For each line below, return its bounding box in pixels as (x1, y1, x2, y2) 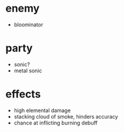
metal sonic (13, 67, 42, 74)
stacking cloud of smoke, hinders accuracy (13, 113, 118, 120)
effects (5, 88, 42, 101)
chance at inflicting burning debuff (13, 119, 98, 126)
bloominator (13, 21, 43, 28)
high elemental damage (13, 107, 71, 114)
